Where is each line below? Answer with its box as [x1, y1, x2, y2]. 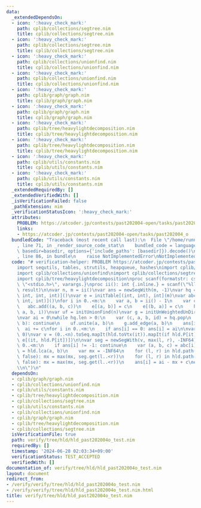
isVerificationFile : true [11, 431, 77, 437]
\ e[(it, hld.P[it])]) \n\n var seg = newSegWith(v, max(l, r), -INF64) [17, 337, 197, 343]
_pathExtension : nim [11, 203, 63, 209]
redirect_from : [6, 476, 44, 482]
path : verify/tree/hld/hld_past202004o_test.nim [11, 437, 135, 443]
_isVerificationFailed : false [11, 198, 87, 204]
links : [17, 226, 33, 232]
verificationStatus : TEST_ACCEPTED [11, 454, 100, 460]
